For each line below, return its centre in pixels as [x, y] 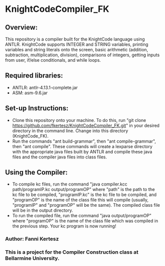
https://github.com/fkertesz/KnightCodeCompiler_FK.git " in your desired [86, 125]
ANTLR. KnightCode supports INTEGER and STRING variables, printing [77, 44]
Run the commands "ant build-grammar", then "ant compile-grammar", [84, 141]
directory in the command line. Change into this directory [70, 131]
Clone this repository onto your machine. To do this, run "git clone [79, 120]
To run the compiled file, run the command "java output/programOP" [82, 216]
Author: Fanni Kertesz [32, 239]
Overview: [21, 27]
